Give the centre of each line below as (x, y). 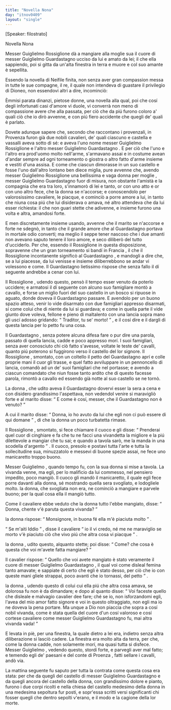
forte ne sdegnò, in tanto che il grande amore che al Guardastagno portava (84, 229)
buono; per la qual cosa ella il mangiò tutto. (51, 494)
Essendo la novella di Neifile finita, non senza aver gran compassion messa (84, 80)
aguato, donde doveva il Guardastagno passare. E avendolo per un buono (83, 298)
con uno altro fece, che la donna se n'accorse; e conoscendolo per (76, 192)
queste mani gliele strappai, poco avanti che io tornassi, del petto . (77, 576)
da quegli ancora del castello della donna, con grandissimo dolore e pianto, (84, 681)
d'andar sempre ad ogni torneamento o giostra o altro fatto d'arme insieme (84, 159)
